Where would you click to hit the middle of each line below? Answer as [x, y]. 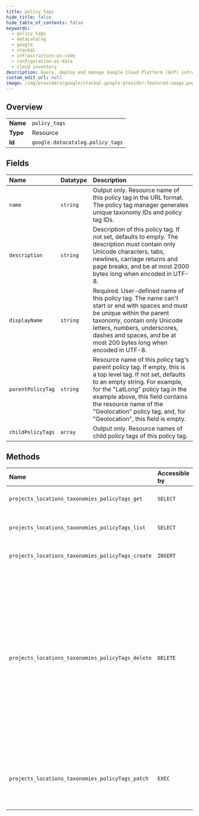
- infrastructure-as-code [44, 56]
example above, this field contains [140, 396]
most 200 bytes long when [130, 342]
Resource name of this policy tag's [141, 359]
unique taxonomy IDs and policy [137, 212]
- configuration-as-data [42, 61]
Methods [23, 457]
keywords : [18, 28]
